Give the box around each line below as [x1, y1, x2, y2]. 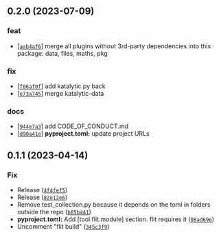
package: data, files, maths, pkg [16, 49, 108, 57]
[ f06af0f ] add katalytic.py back [16, 82, 106, 90]
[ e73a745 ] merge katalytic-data [16, 89, 104, 97]
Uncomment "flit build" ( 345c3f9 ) [16, 222, 110, 230]
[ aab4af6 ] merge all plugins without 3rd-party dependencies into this [16, 41, 211, 50]
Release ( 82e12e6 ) [16, 193, 68, 201]
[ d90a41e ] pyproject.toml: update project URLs [16, 130, 150, 138]
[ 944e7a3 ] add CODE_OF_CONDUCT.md [16, 122, 129, 130]
